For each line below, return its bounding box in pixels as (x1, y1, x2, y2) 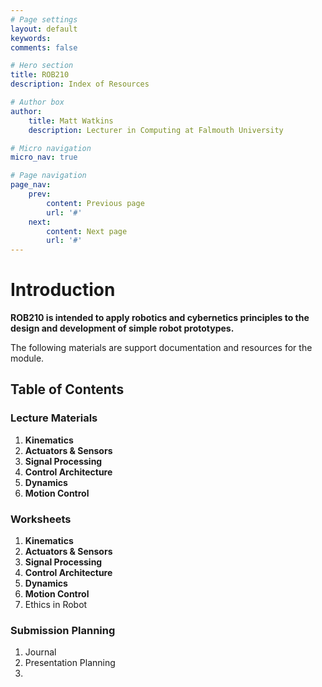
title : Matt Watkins (28, 116, 114, 126)
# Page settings (10, 14, 78, 25)
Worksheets (10, 512, 72, 526)
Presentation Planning (24, 657, 116, 669)
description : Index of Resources (10, 79, 150, 90)
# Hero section (10, 61, 74, 71)
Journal (24, 646, 57, 658)
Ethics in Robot (24, 599, 88, 611)
